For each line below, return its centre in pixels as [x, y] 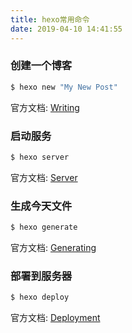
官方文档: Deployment [55, 318]
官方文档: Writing [45, 107]
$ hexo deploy [40, 297]
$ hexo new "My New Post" [64, 87]
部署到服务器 [41, 276]
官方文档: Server [44, 177]
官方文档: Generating [53, 248]
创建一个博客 [41, 66]
